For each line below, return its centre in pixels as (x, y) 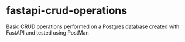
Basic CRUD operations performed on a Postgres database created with (93, 26)
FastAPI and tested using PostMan (47, 32)
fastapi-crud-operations (67, 11)
